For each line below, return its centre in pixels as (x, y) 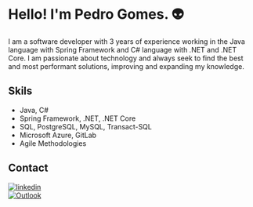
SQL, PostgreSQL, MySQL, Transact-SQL (86, 126)
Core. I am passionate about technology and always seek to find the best (126, 58)
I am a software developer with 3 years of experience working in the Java (127, 41)
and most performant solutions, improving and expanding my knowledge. (126, 66)
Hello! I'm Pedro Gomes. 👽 (96, 15)
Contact (28, 168)
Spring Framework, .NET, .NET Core (78, 118)
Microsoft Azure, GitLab (58, 135)
